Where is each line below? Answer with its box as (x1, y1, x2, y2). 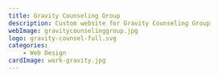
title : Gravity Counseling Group (8, 11, 121, 20)
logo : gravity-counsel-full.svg (8, 34, 117, 43)
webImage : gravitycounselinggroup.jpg (8, 26, 138, 34)
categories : (8, 42, 48, 50)
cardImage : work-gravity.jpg (8, 57, 106, 65)
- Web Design (23, 49, 67, 57)
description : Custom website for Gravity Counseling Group (8, 19, 211, 27)
